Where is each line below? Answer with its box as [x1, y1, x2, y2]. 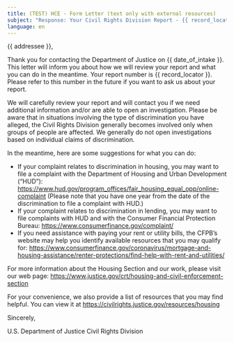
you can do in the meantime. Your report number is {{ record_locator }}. [7, 70, 212, 79]
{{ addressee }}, [7, 42, 54, 51]
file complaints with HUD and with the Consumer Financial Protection [17, 214, 216, 222]
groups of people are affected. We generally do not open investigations [7, 128, 212, 136]
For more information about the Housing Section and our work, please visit [7, 265, 221, 273]
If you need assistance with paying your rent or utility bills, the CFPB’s [17, 229, 218, 237]
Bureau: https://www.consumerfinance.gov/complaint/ [17, 222, 174, 230]
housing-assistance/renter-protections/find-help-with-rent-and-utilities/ [17, 251, 225, 259]
